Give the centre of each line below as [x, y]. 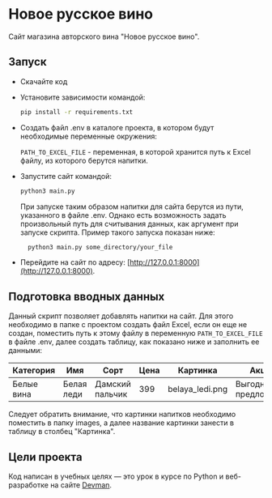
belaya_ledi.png [198, 389]
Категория [34, 371]
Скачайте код [44, 81]
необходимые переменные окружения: [89, 136]
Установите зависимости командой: [83, 97]
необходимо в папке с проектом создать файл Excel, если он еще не [128, 325]
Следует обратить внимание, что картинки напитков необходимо [122, 415]
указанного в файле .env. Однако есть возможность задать [123, 215]
